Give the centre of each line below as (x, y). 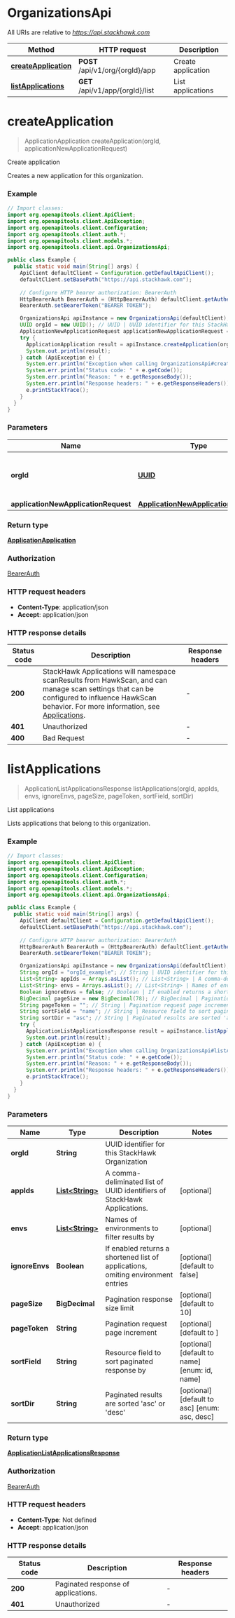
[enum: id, (196, 1370)
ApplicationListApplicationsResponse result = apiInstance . (115, 1031)
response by (126, 1370)
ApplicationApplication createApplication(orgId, (93, 141)
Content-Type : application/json (63, 607)
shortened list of (132, 1257)
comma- (126, 1173)
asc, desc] (197, 1416)
